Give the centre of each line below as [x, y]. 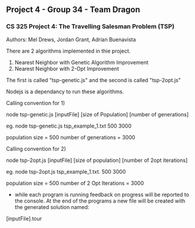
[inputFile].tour [24, 219]
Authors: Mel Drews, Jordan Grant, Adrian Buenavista [71, 39]
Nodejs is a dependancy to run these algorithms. [65, 92]
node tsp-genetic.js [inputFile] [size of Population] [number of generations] [97, 114]
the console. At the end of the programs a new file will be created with [100, 201]
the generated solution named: [52, 207]
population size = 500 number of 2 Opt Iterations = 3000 [75, 183]
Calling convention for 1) [36, 103]
